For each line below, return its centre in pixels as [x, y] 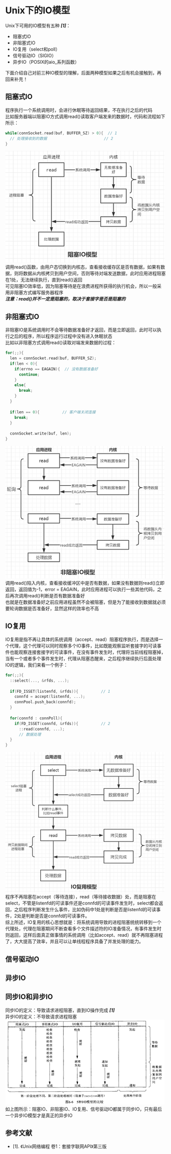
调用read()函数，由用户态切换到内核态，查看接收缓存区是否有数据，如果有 [83, 267]
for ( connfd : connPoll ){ [36, 718]
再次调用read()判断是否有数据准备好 [47, 596]
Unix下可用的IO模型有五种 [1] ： [38, 26]
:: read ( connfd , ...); [42, 729]
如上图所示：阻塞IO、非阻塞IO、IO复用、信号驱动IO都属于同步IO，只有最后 [84, 1109]
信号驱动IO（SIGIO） [34, 55]
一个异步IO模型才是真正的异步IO [39, 1115]
